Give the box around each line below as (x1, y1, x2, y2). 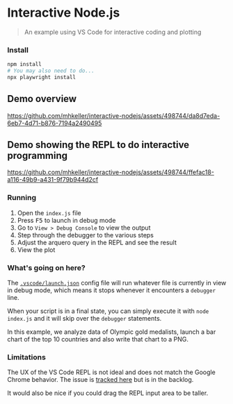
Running (7, 193, 37, 203)
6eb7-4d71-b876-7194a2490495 (7, 119, 102, 127)
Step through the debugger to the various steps (17, 230, 154, 239)
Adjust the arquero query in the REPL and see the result (17, 238, 177, 246)
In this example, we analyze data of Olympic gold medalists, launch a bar (7, 328, 216, 336)
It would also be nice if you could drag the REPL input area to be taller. (7, 389, 209, 397)
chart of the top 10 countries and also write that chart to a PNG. (7, 335, 189, 344)
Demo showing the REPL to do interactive (7, 139, 190, 151)
